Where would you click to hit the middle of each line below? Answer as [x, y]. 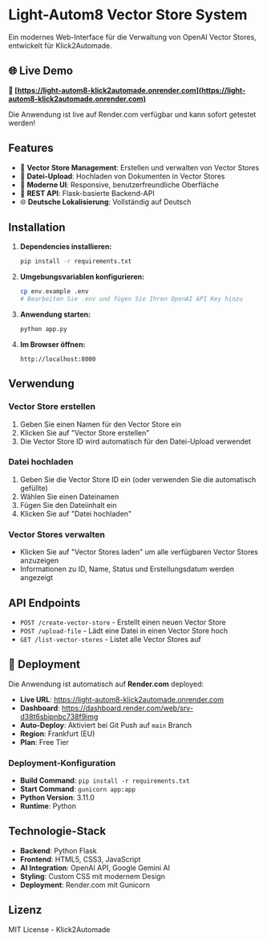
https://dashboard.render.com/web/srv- [127, 708]
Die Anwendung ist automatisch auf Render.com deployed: [106, 684]
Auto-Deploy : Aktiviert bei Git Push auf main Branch [106, 725]
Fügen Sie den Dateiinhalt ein [68, 505]
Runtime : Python [48, 806]
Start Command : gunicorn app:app [78, 789]
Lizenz [25, 910]
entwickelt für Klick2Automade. [60, 45]
